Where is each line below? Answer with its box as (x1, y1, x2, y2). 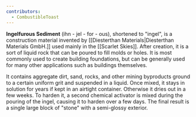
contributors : (6, 8, 41, 15)
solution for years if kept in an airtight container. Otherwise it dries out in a (6, 85, 186, 92)
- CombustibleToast (11, 14, 59, 20)
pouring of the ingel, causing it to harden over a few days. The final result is (6, 98, 190, 105)
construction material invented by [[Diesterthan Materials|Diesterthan (6, 36, 174, 44)
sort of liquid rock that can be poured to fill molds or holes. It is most (6, 49, 172, 56)
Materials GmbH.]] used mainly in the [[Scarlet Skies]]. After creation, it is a (6, 42, 189, 50)
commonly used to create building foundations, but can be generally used (6, 55, 185, 62)
